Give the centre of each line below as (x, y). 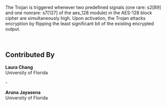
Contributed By (30, 55)
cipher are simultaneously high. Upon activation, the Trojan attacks (76, 18)
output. (13, 29)
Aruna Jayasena (23, 92)
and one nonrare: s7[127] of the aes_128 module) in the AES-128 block (79, 13)
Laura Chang (19, 67)
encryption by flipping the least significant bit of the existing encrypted (80, 23)
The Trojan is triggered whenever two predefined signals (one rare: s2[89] (83, 7)
